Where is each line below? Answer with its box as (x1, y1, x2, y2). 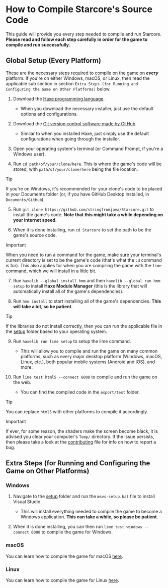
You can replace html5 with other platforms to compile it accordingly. (6, 408, 148, 415)
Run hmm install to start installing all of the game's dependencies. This (13, 298, 161, 304)
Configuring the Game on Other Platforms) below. (6, 86, 111, 92)
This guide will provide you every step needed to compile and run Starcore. (6, 31, 162, 37)
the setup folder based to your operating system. (6, 328, 107, 334)
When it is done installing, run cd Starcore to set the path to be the (13, 226, 151, 233)
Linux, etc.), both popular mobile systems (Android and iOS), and (20, 359, 155, 365)
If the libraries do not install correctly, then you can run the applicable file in (6, 323, 162, 329)
